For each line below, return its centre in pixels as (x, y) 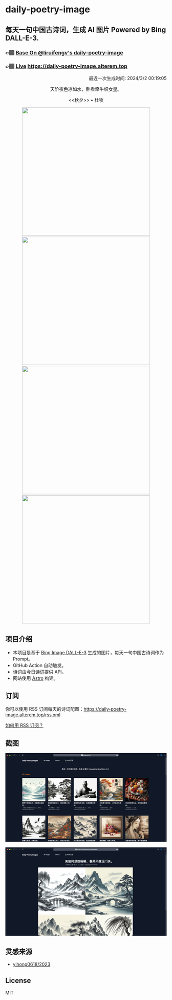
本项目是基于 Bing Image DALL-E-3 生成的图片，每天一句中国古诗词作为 (88, 652)
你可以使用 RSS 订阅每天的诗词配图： (45, 709)
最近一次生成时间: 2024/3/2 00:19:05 (128, 78)
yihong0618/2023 (31, 964)
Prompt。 (23, 659)
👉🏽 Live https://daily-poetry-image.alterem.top (66, 66)
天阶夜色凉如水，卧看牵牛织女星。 (86, 89)
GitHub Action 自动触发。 (39, 665)
